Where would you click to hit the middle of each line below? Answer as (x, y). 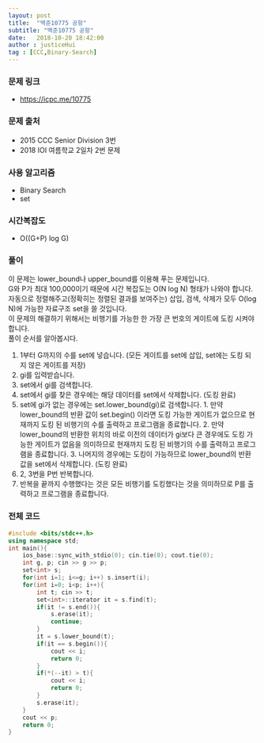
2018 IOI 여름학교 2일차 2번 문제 (70, 150)
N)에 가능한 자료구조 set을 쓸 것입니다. (68, 309)
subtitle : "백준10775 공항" (51, 30)
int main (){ (28, 548)
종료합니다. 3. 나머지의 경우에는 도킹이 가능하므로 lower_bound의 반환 (143, 454)
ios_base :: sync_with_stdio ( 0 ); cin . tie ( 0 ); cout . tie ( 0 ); (118, 555)
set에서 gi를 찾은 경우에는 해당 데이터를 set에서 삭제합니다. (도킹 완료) (128, 395)
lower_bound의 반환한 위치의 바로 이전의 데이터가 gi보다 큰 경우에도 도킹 (132, 434)
